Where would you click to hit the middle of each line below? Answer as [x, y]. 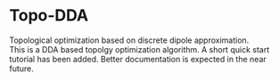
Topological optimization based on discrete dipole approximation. [129, 40]
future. [21, 69]
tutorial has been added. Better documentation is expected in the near [138, 59]
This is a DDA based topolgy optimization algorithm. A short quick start [139, 49]
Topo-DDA [49, 16]
